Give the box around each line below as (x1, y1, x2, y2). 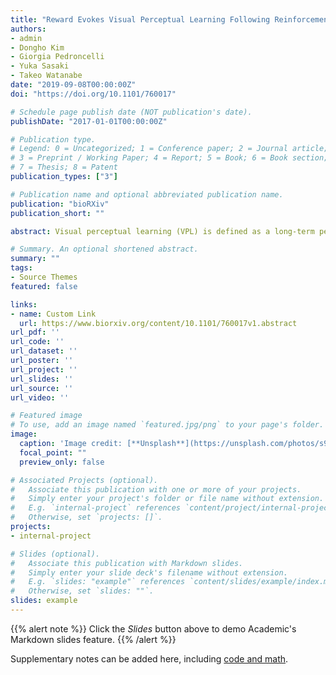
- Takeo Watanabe (10, 71, 83, 81)
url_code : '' (10, 337, 65, 347)
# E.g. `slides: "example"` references (10, 577, 186, 587)
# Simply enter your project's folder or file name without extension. (10, 494, 325, 504)
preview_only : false (19, 457, 105, 467)
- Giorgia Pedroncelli (10, 52, 105, 62)
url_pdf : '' (10, 327, 60, 338)
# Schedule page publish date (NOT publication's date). (10, 107, 253, 117)
